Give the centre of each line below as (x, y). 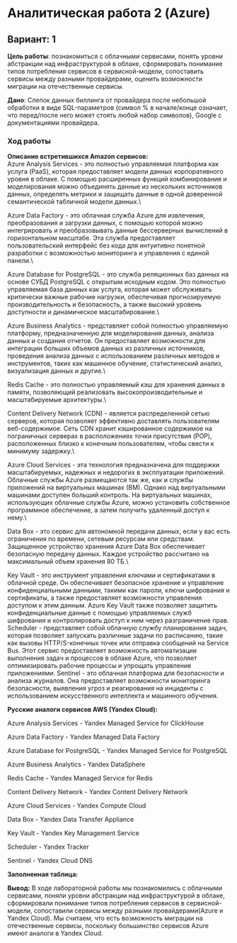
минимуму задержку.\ (41, 451)
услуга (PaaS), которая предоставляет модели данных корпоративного (116, 172)
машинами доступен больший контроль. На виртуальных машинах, (110, 495)
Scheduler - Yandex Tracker (48, 847)
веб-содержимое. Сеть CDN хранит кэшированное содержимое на (110, 429)
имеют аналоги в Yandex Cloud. (55, 933)
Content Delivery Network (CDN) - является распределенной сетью (109, 413)
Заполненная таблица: (43, 874)
